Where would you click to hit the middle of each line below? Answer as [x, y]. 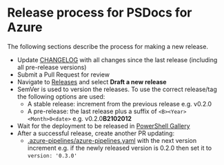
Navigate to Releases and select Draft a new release [92, 81]
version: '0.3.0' [52, 156]
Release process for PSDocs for [100, 13]
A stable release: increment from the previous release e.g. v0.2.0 [120, 104]
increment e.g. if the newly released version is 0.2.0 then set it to [120, 148]
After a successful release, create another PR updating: [95, 133]
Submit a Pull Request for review [63, 75]
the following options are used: [61, 96]
